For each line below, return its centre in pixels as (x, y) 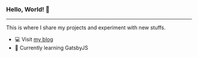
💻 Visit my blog (34, 39)
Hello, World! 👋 (28, 9)
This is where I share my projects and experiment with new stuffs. (86, 28)
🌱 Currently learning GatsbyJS (51, 48)
